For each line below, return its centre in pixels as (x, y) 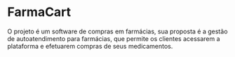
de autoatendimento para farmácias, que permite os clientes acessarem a (114, 38)
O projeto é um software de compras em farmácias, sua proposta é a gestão (117, 31)
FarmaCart (39, 12)
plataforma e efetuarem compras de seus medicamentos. (90, 46)
